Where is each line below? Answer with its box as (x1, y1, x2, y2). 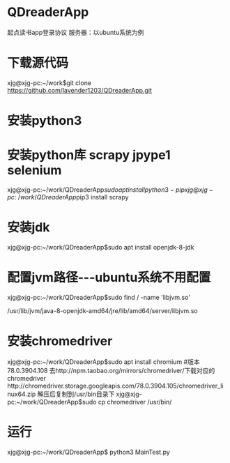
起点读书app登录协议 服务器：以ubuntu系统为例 (7, 28, 144, 36)
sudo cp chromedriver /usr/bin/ (82, 397, 172, 406)
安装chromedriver (7, 333, 113, 349)
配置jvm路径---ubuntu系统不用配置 (7, 270, 211, 286)
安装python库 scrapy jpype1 (7, 147, 171, 163)
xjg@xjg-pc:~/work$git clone (7, 78, 92, 87)
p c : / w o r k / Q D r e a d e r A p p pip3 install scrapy (7, 193, 129, 201)
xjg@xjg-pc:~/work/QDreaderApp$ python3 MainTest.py (7, 448, 171, 456)
